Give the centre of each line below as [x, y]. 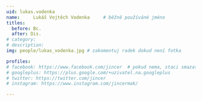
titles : [16, 23]
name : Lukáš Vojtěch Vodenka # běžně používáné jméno [86, 17]
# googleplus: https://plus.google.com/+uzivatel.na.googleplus [88, 72]
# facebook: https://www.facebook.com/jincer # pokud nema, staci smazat [102, 67]
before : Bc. [27, 28]
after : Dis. [27, 34]
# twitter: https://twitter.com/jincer [56, 78]
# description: [25, 45]
